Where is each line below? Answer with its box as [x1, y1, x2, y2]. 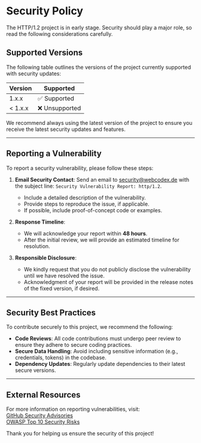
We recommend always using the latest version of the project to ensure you [6, 119, 193, 126]
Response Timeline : [14, 218, 66, 225]
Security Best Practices [6, 307, 96, 317]
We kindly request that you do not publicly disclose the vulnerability [23, 265, 191, 273]
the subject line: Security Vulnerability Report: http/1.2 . [14, 182, 162, 190]
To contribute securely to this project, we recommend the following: [6, 323, 173, 331]
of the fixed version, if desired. [23, 285, 100, 292]
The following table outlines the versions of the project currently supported [6, 63, 191, 71]
